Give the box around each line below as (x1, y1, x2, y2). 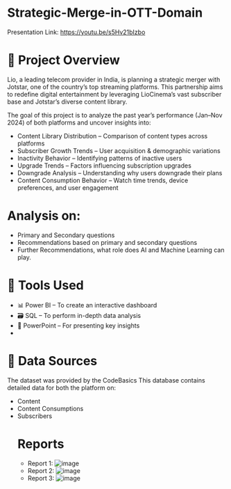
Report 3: (27, 474, 55, 482)
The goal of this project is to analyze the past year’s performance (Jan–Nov (7, 111, 223, 119)
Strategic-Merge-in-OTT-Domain (7, 5, 203, 21)
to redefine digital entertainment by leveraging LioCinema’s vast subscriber (7, 90, 222, 98)
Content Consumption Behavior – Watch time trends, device (17, 176, 189, 184)
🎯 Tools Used (7, 278, 85, 293)
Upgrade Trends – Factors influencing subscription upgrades (17, 161, 192, 170)
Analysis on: (7, 208, 81, 224)
